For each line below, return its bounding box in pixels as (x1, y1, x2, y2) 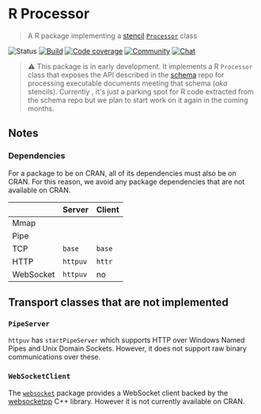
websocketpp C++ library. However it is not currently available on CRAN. (8, 397, 245, 406)
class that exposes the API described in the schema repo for (27, 70, 225, 79)
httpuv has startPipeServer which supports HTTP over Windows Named (8, 336, 245, 345)
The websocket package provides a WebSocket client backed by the (8, 388, 229, 397)
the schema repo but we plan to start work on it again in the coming (27, 95, 248, 104)
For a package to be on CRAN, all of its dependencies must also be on (8, 168, 237, 178)
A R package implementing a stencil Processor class (27, 31, 198, 40)
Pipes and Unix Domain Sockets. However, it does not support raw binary (8, 344, 248, 353)
